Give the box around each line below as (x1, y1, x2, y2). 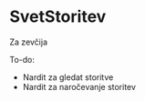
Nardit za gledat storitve (22, 71, 114, 83)
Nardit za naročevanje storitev (22, 81, 137, 92)
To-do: (9, 54, 35, 65)
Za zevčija (9, 36, 48, 47)
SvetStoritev (9, 6, 107, 27)
